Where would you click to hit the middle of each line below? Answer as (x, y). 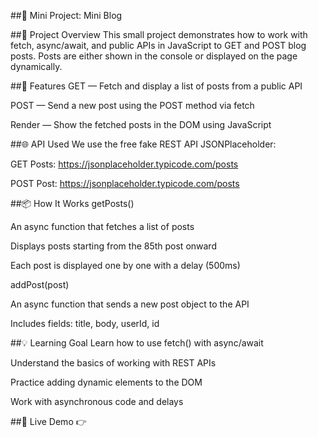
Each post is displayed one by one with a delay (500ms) (125, 265)
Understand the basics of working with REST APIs (113, 363)
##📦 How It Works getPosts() (72, 203)
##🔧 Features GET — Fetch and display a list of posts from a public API (156, 86)
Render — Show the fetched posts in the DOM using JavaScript (141, 124)
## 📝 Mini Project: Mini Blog (66, 15)
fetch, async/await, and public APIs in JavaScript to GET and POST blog (158, 45)
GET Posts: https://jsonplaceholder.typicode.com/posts (124, 164)
